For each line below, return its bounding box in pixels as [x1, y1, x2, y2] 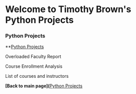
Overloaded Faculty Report [5, 54, 61, 60]
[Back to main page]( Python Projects [5, 83, 83, 89]
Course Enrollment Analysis [5, 63, 63, 69]
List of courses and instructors [5, 73, 69, 79]
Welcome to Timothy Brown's [5, 4, 131, 15]
